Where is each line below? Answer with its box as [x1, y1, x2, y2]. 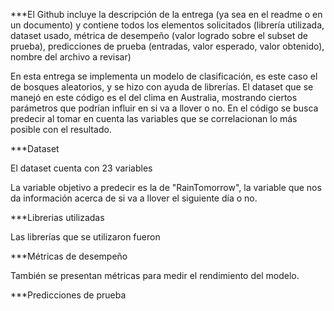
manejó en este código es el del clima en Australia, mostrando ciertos [10, 92, 298, 103]
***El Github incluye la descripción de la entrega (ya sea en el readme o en [10, 9, 323, 20]
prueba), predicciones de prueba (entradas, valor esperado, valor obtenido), [10, 40, 325, 52]
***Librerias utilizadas [10, 212, 105, 223]
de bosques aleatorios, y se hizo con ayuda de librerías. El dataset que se [10, 81, 314, 93]
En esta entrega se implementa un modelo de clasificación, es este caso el [10, 70, 318, 82]
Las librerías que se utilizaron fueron [10, 231, 161, 243]
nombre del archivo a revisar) [10, 51, 132, 63]
